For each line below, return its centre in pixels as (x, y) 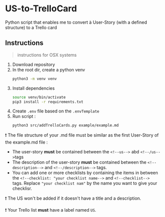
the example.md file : (26, 142)
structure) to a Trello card (31, 27)
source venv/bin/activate (39, 97)
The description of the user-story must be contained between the (79, 162)
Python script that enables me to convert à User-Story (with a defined (76, 22)
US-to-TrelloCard (41, 9)
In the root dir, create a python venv (49, 70)
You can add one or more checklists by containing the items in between (85, 173)
